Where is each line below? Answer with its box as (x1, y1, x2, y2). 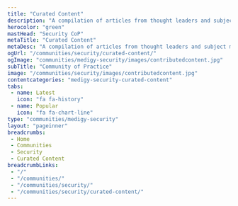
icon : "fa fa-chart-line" (16, 109, 93, 116)
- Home (10, 135, 30, 142)
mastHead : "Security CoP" (7, 30, 84, 38)
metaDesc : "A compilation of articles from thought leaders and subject (7, 43, 227, 50)
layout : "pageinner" (7, 122, 69, 130)
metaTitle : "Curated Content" (7, 37, 97, 44)
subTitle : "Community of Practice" (7, 63, 113, 70)
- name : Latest (10, 89, 55, 96)
